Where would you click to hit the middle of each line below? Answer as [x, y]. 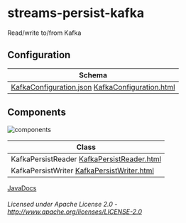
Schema [93, 75]
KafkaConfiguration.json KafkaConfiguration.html [93, 87]
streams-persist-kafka [76, 13]
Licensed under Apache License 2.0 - [62, 205]
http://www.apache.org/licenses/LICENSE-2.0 [75, 212]
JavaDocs [22, 188]
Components [37, 113]
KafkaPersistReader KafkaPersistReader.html [86, 159]
